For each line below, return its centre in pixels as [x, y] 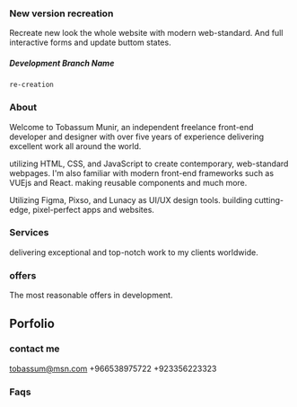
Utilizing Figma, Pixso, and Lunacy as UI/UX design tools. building [131, 199]
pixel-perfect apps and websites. [94, 209]
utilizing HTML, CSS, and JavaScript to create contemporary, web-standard [149, 164]
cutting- [269, 199]
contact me [35, 349]
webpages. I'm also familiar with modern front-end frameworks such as [142, 173]
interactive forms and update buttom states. [91, 42]
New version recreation [61, 13]
